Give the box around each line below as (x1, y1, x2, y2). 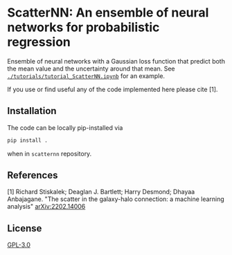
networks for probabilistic (7, 19, 160, 35)
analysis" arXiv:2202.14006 (7, 202, 86, 211)
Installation (7, 105, 57, 117)
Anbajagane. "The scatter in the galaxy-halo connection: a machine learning (7, 195, 225, 203)
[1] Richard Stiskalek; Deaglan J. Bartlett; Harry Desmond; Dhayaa (7, 188, 195, 196)
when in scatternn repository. (7, 149, 92, 158)
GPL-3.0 (7, 240, 31, 249)
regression (7, 35, 71, 50)
